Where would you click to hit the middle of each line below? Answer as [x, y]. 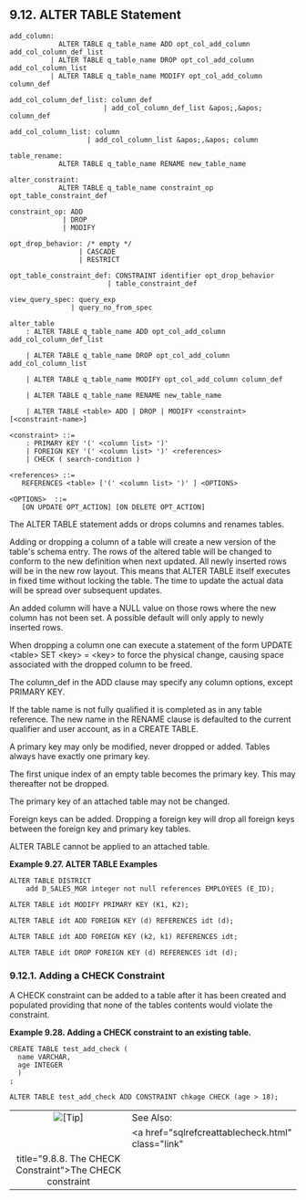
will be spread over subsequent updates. [86, 590]
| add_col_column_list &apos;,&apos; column [173, 140]
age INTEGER [41, 1065]
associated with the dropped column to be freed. [101, 664]
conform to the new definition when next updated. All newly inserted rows [148, 561]
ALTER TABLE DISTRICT [51, 881]
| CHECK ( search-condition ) [83, 459]
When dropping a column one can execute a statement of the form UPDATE [151, 645]
